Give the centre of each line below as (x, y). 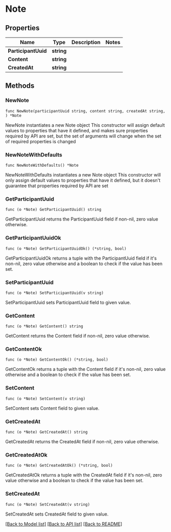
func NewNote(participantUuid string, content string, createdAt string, (86, 111)
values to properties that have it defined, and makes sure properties (77, 130)
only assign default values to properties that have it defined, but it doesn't (83, 180)
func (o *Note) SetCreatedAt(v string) (48, 504)
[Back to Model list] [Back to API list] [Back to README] (64, 524)
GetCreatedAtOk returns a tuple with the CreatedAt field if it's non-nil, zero (84, 475)
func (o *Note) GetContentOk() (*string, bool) (57, 360)
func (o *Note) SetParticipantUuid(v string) (54, 293)
